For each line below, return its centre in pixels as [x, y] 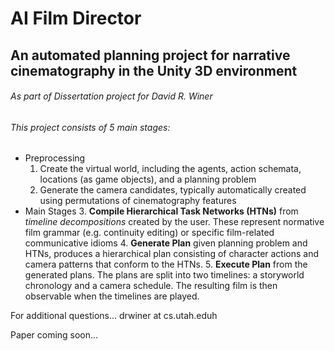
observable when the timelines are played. [112, 296]
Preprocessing [55, 158]
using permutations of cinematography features [138, 201]
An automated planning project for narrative [150, 55]
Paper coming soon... [54, 335]
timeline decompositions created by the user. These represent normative [174, 222]
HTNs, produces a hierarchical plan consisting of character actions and [172, 254]
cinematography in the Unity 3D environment [154, 70]
